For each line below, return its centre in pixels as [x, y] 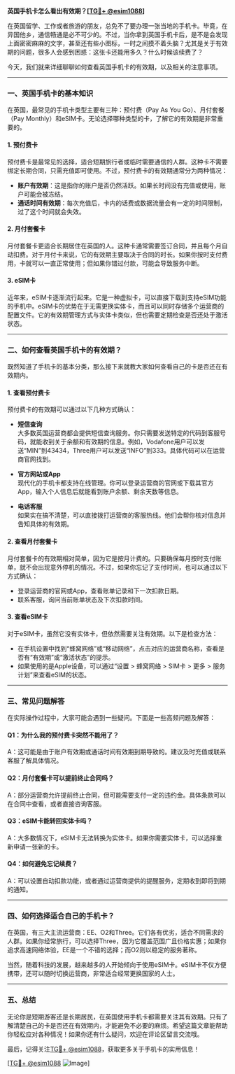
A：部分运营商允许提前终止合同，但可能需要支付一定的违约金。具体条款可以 [116, 795]
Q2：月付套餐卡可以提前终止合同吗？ [60, 778]
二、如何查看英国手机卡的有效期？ [65, 350]
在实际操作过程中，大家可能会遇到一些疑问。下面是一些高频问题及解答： [111, 718]
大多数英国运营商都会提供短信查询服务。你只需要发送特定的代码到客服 [119, 433]
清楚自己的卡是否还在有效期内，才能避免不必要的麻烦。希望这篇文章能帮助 [120, 1025]
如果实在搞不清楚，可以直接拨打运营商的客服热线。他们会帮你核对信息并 [121, 515]
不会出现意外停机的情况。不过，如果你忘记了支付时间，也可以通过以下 [127, 567]
